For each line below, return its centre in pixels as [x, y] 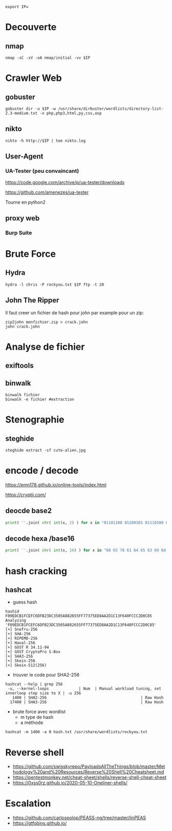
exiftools [20, 366]
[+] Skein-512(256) [26, 665]
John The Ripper [32, 300]
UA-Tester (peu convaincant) [42, 171]
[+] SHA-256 [18, 634]
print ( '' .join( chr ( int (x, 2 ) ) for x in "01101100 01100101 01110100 [84, 522]
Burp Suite [19, 233]
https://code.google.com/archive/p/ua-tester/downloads [65, 182]
